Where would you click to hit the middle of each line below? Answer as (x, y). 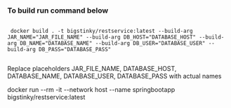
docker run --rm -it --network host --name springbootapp (91, 90)
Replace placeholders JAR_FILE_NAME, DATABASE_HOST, (92, 69)
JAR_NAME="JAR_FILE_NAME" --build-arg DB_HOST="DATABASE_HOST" (102, 37)
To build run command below (58, 11)
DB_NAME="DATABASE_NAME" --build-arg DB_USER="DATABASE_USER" (113, 43)
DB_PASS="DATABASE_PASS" (75, 50)
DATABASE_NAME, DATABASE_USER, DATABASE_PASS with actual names (115, 76)
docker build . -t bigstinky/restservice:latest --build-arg (101, 31)
